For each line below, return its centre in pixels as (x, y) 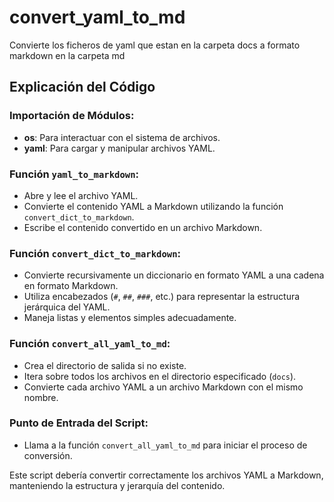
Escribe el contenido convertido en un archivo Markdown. (143, 227)
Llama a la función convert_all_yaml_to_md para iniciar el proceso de (165, 445)
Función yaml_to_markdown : (74, 174)
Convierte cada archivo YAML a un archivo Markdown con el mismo (163, 387)
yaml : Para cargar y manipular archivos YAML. (119, 148)
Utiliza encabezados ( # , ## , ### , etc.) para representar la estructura (162, 297)
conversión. (48, 455)
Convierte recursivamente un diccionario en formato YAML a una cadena (174, 275)
